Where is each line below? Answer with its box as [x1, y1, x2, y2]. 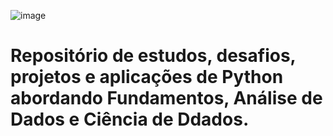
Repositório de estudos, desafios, [10, 45, 297, 67]
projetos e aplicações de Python [10, 66, 284, 89]
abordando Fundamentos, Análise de [10, 87, 323, 110]
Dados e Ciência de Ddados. [10, 108, 250, 131]
